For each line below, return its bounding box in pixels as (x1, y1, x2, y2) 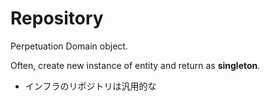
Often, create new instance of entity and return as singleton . (10, 59, 261, 71)
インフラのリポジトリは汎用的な (24, 80, 157, 92)
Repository (10, 7, 104, 30)
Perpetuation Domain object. (10, 40, 128, 52)
